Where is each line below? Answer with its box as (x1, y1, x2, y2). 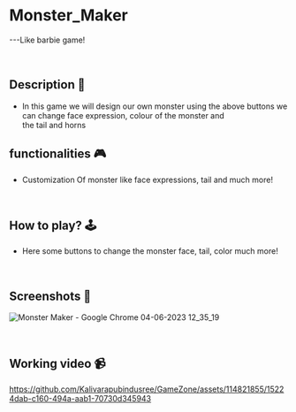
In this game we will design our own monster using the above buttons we (21, 101, 288, 111)
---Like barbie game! (9, 34, 86, 45)
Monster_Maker (9, 5, 128, 26)
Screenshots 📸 (9, 288, 92, 303)
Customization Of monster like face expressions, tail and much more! (21, 174, 274, 185)
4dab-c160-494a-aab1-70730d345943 (9, 393, 152, 403)
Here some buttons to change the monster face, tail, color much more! (21, 246, 278, 256)
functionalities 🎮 (9, 147, 107, 162)
